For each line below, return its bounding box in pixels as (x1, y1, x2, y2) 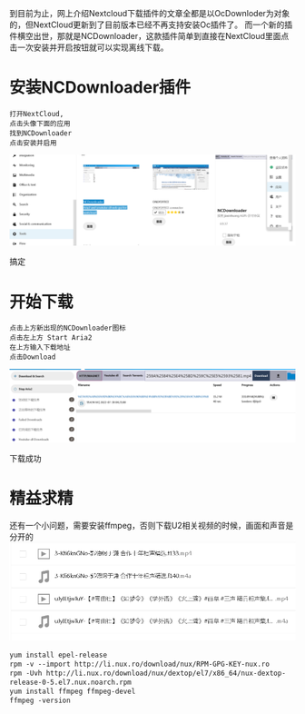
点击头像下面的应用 (9, 119, 71, 128)
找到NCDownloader (9, 128, 73, 138)
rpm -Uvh (9, 669, 43, 679)
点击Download (9, 352, 56, 362)
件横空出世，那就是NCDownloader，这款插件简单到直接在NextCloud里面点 (9, 31, 290, 41)
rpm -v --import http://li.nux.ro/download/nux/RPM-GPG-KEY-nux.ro (9, 659, 271, 669)
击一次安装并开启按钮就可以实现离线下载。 (9, 42, 169, 53)
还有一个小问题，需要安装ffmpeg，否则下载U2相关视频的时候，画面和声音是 (9, 521, 294, 531)
